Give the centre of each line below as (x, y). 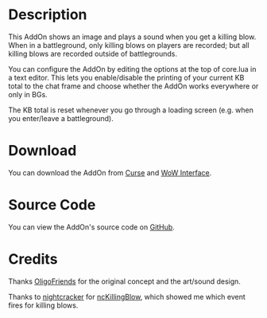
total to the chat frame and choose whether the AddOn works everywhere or (133, 86)
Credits (33, 259)
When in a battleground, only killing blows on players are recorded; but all (129, 45)
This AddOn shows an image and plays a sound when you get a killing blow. (132, 37)
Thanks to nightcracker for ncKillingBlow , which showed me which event (127, 296)
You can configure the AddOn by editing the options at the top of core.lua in (132, 69)
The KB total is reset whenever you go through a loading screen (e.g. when (131, 110)
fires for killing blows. (43, 305)
